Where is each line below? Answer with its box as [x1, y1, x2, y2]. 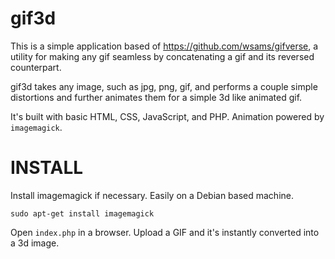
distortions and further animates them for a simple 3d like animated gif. [10, 91, 303, 103]
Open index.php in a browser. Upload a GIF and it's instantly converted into [10, 226, 320, 238]
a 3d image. [10, 237, 60, 249]
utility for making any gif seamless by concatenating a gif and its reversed [10, 50, 315, 62]
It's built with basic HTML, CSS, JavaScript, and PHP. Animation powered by [10, 110, 325, 122]
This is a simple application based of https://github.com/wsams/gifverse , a [10, 40, 319, 52]
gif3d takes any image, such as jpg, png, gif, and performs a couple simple [10, 80, 318, 92]
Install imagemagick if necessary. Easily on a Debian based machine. [10, 189, 295, 201]
